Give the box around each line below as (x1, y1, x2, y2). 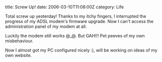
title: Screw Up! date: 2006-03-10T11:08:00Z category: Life (5, 4, 124, 10)
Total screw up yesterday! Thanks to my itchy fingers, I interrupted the (5, 13, 146, 19)
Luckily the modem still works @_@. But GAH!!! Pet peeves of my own (5, 33, 145, 38)
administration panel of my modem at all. (5, 24, 87, 29)
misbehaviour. (5, 38, 34, 44)
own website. (5, 52, 32, 58)
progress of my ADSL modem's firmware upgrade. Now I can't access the (5, 19, 154, 24)
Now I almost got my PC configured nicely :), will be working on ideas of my (5, 48, 158, 53)
